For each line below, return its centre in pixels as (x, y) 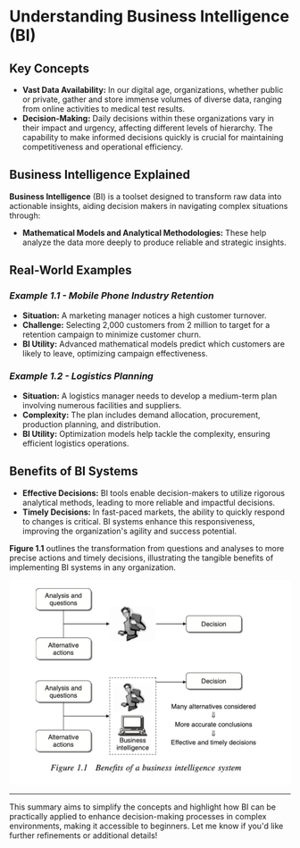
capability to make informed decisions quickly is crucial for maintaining (153, 137)
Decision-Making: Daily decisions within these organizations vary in (148, 118)
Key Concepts (49, 68)
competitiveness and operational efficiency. (102, 147)
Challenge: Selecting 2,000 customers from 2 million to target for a (146, 324)
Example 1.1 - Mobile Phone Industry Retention (112, 296)
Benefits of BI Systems (74, 471)
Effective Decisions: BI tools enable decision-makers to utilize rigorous (154, 492)
